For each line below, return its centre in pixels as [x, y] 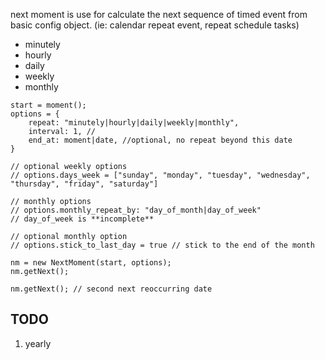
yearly [38, 343]
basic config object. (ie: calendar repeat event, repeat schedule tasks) [155, 25]
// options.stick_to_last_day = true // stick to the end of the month [162, 245]
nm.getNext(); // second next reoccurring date [111, 289]
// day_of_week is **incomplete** [82, 219]
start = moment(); [48, 105]
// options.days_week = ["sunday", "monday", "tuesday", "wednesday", [160, 175]
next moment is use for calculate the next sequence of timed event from [159, 14]
